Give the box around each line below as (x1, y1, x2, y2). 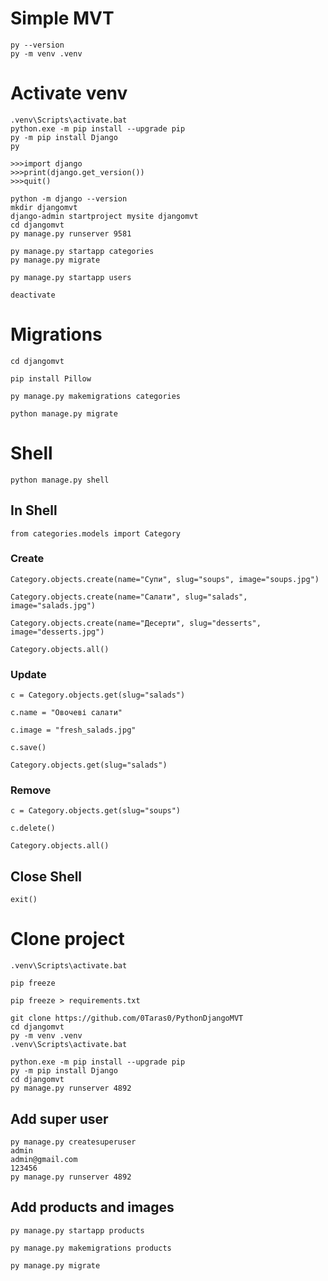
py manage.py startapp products (10, 1225, 145, 1236)
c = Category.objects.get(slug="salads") (10, 690, 186, 701)
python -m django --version (10, 193, 128, 204)
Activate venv (10, 82, 128, 105)
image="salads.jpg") (10, 600, 97, 611)
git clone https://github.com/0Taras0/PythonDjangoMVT (10, 1013, 244, 1024)
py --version (10, 40, 65, 50)
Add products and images (10, 1199, 175, 1216)
